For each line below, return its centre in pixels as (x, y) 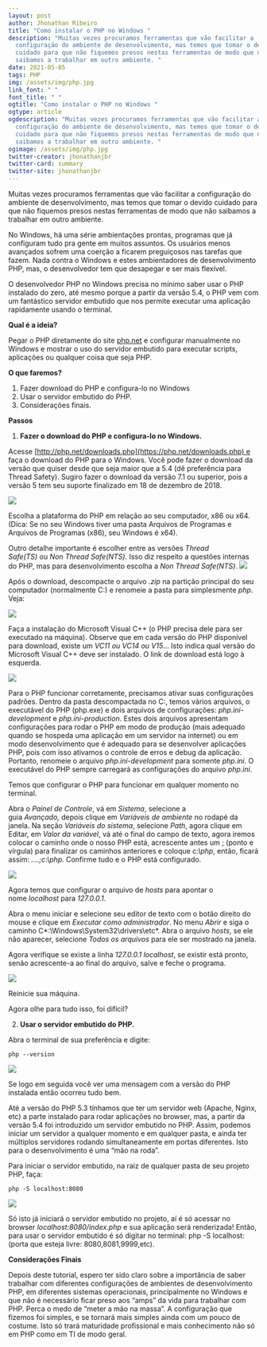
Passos (21, 420)
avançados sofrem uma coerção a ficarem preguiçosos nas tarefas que (125, 251)
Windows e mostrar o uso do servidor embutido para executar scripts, (123, 349)
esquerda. (25, 663)
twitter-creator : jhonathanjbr (60, 156)
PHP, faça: (25, 1174)
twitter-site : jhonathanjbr (55, 171)
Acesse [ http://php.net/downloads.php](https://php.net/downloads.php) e (129, 452)
